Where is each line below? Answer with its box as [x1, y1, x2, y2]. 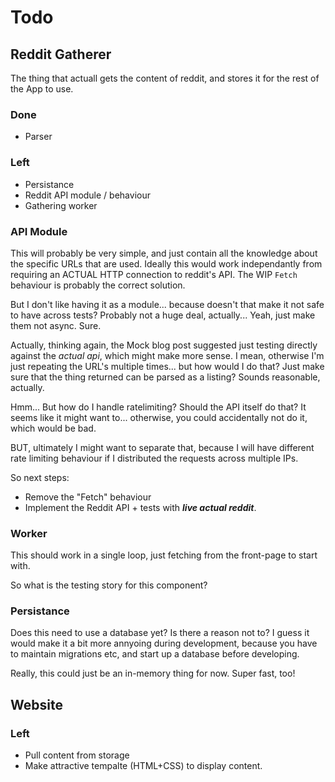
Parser [24, 131, 53, 143]
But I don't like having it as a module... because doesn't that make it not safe [10, 298, 325, 310]
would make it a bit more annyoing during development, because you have [10, 637, 318, 650]
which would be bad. [10, 422, 97, 434]
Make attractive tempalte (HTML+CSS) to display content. [24, 760, 263, 772]
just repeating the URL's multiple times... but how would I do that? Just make [10, 360, 325, 372]
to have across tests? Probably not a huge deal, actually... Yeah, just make [10, 309, 316, 321]
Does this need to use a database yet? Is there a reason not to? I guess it [10, 627, 310, 639]
